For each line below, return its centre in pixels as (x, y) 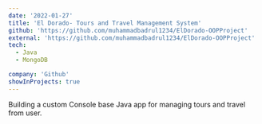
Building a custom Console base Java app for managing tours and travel (127, 104)
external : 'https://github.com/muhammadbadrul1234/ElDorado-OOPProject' (132, 38)
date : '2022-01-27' (41, 15)
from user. (25, 113)
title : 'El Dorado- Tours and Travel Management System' (105, 23)
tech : (17, 45)
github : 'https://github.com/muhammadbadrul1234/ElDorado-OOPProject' (128, 30)
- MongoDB (32, 60)
